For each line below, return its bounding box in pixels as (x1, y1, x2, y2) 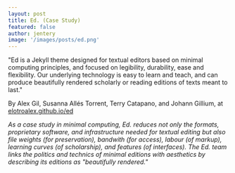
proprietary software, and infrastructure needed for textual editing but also (8, 128, 226, 136)
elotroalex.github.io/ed (8, 107, 74, 115)
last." (8, 86, 23, 94)
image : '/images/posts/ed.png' (8, 37, 100, 44)
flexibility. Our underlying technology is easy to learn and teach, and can (8, 71, 218, 79)
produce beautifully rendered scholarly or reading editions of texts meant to (8, 78, 228, 86)
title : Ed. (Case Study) (8, 17, 81, 24)
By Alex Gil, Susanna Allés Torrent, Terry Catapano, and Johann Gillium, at (8, 99, 224, 108)
